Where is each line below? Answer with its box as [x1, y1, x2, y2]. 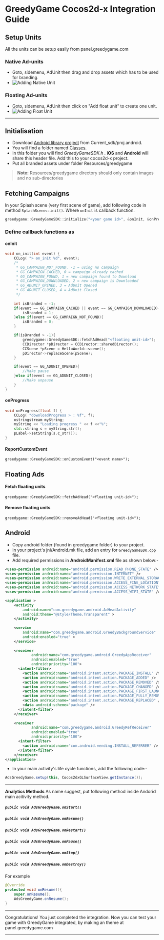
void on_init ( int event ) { [5, 251, 60, 257]
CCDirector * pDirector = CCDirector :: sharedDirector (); [22, 341, 139, 347]
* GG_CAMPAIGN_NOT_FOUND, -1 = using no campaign [16, 265, 119, 270]
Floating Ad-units [5, 92, 48, 99]
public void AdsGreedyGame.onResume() [5, 816, 84, 821]
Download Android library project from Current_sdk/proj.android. [12, 140, 143, 146]
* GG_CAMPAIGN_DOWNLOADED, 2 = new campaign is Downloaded [16, 279, 139, 283]
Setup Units [5, 33, 41, 41]
